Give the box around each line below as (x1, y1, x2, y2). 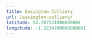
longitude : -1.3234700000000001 (6, 25, 86, 31)
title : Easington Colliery (6, 8, 73, 15)
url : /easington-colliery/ (6, 14, 73, 20)
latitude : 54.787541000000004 (6, 19, 81, 25)
